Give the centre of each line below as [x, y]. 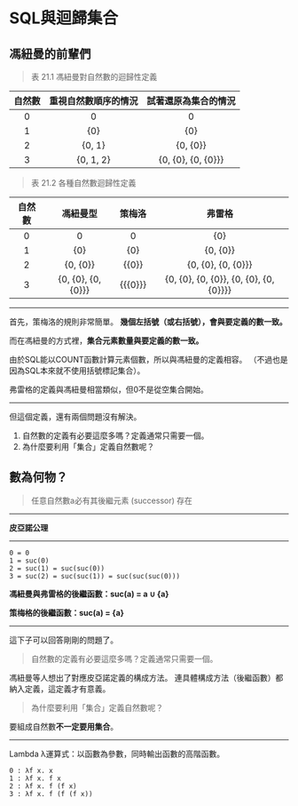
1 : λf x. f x [35, 778]
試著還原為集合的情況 [192, 101]
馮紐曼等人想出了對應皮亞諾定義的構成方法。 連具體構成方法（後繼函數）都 [146, 677]
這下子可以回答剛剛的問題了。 [63, 640]
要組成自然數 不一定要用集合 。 [63, 726]
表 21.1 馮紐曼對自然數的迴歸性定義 [94, 77]
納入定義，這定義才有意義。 [60, 689]
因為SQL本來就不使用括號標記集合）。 [77, 371]
